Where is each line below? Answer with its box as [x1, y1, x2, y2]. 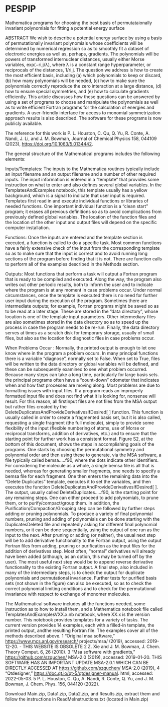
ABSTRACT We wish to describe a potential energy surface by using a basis [5, 35, 162, 41]
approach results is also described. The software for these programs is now [5, 115, 162, 121]
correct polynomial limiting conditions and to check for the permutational [5, 585, 156, 592]
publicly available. [5, 120, 43, 126]
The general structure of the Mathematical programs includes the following [5, 151, 160, 157]
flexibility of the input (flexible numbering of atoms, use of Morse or [5, 425, 145, 431]
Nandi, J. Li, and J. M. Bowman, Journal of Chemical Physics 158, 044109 [5, 135, 157, 142]
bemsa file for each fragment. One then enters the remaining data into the [5, 473, 158, 479]
